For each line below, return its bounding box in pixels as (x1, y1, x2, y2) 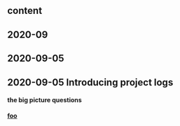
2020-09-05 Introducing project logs (7, 76, 174, 88)
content (7, 5, 43, 17)
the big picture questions (7, 96, 82, 104)
